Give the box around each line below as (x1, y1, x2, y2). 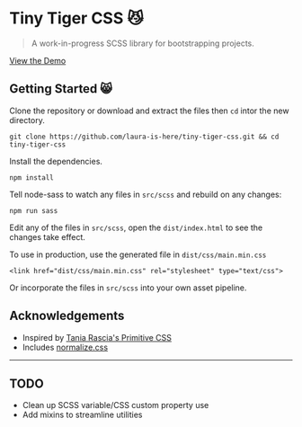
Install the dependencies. (9, 156, 103, 166)
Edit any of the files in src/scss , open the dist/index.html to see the (9, 222, 263, 233)
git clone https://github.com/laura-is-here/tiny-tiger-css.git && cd (9, 132, 280, 141)
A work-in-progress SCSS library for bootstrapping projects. (31, 38, 254, 49)
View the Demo (9, 55, 67, 66)
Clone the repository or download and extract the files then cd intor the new (9, 105, 289, 116)
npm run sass (9, 206, 58, 215)
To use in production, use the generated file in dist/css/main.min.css (9, 249, 267, 260)
